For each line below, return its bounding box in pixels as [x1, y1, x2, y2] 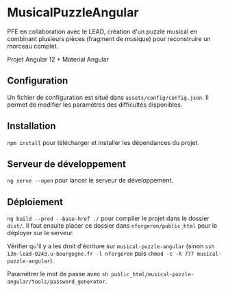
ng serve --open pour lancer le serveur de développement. [7, 176, 173, 185]
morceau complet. [7, 42, 59, 50]
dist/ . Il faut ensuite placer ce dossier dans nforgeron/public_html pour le [7, 222, 218, 230]
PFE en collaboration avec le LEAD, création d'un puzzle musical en [7, 27, 197, 36]
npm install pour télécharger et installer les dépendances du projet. [7, 138, 200, 146]
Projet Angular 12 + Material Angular [7, 55, 110, 63]
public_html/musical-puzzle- [110, 271, 194, 278]
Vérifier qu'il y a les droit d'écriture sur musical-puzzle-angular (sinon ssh [7, 242, 215, 250]
